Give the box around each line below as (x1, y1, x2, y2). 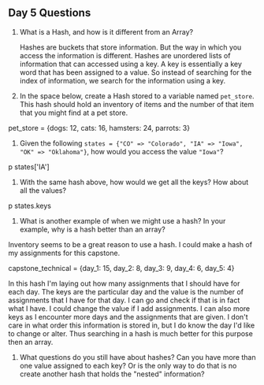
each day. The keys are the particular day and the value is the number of (8, 287, 244, 296)
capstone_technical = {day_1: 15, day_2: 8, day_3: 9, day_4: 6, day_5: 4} (8, 263, 235, 272)
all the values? (19, 185, 67, 195)
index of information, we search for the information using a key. (19, 76, 226, 85)
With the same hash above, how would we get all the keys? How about (19, 177, 249, 187)
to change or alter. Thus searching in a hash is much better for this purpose (8, 328, 254, 338)
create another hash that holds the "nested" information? (19, 369, 205, 379)
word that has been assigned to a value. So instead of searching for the (19, 67, 252, 77)
